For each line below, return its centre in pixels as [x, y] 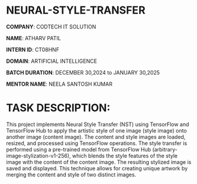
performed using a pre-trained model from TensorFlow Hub [79, 149]
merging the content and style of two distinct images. [71, 175]
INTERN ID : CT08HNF [33, 49]
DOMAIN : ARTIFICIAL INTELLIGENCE [52, 61]
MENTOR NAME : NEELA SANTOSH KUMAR [59, 84]
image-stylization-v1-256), [38, 156]
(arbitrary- [165, 149]
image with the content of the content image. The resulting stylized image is [99, 162]
